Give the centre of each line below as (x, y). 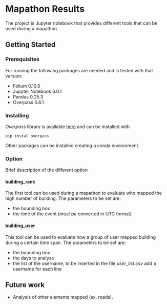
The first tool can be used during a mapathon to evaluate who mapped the (84, 193)
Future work (25, 285)
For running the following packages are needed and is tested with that (79, 70)
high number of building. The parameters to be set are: (63, 198)
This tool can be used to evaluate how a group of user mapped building (81, 237)
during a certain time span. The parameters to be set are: (66, 242)
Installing (17, 115)
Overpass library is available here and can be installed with (68, 127)
